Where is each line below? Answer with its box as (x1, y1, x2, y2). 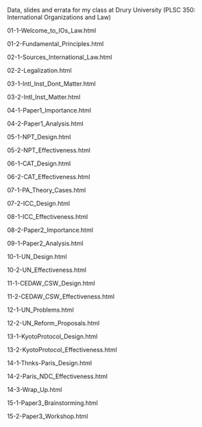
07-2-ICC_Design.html (7, 199, 71, 207)
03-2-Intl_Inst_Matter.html (7, 93, 81, 101)
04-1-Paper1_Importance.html (7, 106, 91, 114)
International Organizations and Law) (7, 13, 112, 21)
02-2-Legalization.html (7, 67, 72, 74)
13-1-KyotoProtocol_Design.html (7, 332, 98, 341)
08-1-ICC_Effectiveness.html (7, 213, 88, 220)
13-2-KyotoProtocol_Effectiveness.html (7, 346, 118, 354)
